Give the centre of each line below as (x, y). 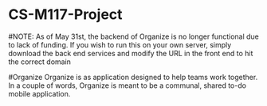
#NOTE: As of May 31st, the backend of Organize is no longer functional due (133, 36)
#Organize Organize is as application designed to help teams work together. (133, 77)
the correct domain (40, 62)
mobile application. (39, 93)
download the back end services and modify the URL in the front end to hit (131, 53)
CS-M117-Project (65, 15)
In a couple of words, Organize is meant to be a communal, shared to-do (128, 85)
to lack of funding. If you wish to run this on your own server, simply (120, 44)
